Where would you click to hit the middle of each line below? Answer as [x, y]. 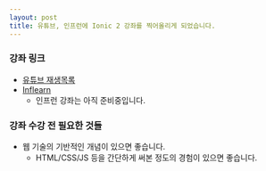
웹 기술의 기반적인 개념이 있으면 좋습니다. [94, 147]
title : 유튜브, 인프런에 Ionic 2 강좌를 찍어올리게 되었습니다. [112, 26]
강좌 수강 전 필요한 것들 [56, 126]
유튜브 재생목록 [49, 79]
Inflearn [37, 89]
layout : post [33, 17]
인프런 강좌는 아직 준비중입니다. [90, 100]
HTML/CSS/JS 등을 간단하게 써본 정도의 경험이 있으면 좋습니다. [146, 158]
